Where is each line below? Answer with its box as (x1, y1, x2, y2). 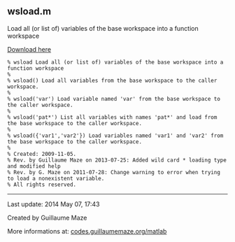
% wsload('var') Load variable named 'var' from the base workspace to (7, 95, 220, 102)
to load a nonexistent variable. (7, 175, 105, 182)
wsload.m (7, 6, 51, 17)
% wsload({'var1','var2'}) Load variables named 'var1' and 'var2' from (7, 132, 224, 139)
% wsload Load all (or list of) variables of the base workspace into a (7, 59, 224, 66)
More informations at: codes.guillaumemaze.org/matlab (7, 227, 167, 235)
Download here (7, 45, 51, 53)
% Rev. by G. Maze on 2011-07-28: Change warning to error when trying (7, 169, 220, 176)
